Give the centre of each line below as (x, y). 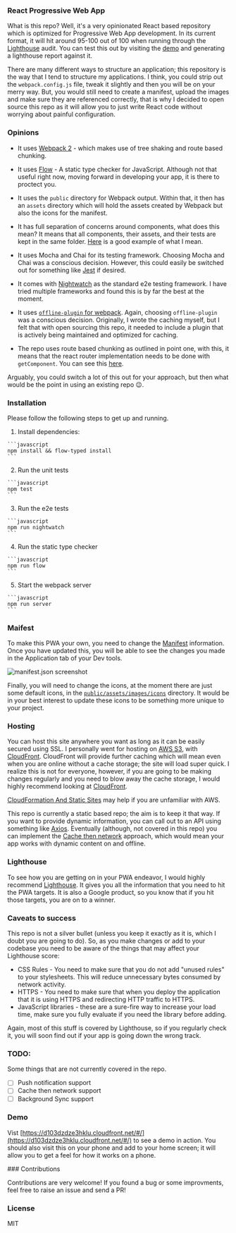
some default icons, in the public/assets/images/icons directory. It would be (118, 693)
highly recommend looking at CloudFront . (68, 786)
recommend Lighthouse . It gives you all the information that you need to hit (116, 885)
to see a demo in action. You (175, 1140)
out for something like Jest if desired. (72, 270)
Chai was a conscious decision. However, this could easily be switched (120, 262)
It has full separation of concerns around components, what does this (118, 226)
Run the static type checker (57, 546)
